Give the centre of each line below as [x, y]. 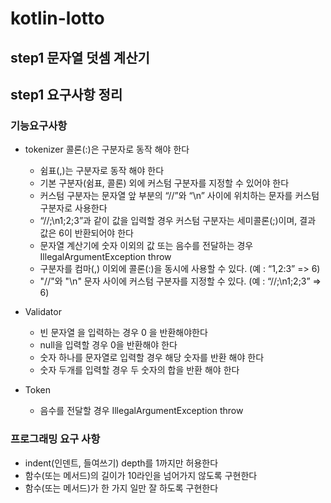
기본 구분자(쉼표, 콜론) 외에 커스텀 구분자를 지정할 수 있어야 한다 [164, 183]
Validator [43, 312]
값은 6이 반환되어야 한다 [86, 233]
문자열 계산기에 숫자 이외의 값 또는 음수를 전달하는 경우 [146, 246]
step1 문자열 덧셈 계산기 [80, 57]
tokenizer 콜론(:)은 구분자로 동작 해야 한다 [107, 149]
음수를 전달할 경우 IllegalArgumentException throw [141, 411]
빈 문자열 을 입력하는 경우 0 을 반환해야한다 [123, 333]
